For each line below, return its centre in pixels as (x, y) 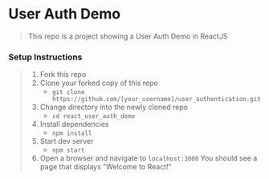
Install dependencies (74, 124)
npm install (72, 133)
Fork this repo (63, 75)
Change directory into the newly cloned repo (114, 107)
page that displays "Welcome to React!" (106, 167)
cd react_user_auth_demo (94, 116)
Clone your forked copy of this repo (99, 83)
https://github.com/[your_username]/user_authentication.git (156, 100)
